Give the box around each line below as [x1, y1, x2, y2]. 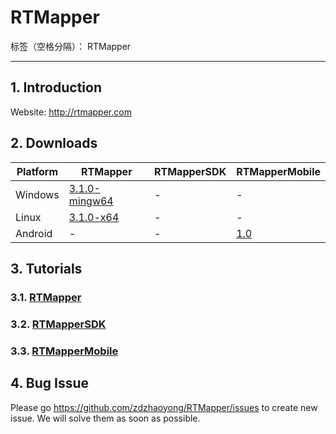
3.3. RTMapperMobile [10, 344, 119, 358]
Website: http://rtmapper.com [10, 106, 132, 118]
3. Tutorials [10, 260, 83, 277]
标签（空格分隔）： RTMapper [10, 40, 132, 52]
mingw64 [68, 194, 114, 208]
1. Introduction [10, 79, 102, 96]
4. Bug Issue [10, 375, 90, 392]
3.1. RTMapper [10, 290, 82, 304]
